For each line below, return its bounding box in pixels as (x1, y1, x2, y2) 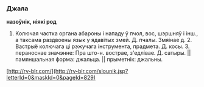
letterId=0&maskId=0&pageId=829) (6, 74, 96, 82)
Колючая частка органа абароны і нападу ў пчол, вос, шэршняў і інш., (15, 30, 199, 37)
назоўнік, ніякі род (6, 18, 57, 26)
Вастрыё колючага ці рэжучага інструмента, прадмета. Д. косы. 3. (15, 43, 190, 50)
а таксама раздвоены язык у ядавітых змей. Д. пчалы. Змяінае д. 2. (15, 37, 192, 44)
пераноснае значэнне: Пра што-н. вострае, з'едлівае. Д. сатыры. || (15, 49, 191, 57)
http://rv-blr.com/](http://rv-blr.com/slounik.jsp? (8, 68, 128, 75)
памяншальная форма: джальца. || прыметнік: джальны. (15, 56, 163, 63)
